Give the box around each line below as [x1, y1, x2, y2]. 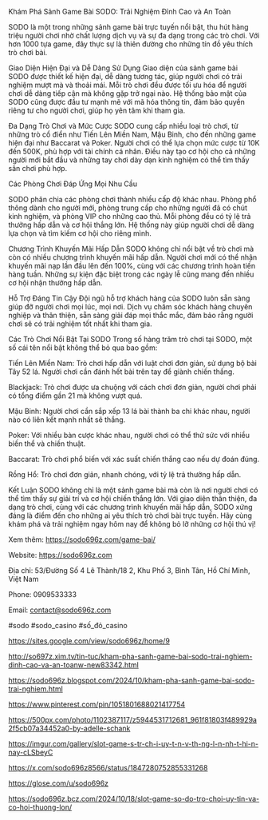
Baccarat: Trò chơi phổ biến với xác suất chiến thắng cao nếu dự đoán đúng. [8, 455, 260, 464]
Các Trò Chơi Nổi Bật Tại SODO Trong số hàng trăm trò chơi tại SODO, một [8, 335, 253, 344]
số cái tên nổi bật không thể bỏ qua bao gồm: [8, 343, 158, 352]
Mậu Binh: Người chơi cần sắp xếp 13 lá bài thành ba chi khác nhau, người [8, 407, 250, 416]
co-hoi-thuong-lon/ [8, 802, 73, 812]
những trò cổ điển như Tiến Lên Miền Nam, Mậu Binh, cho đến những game [8, 129, 257, 139]
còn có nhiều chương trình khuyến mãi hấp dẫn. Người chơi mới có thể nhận [8, 253, 258, 262]
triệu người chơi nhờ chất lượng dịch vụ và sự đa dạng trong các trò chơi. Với [8, 31, 260, 40]
